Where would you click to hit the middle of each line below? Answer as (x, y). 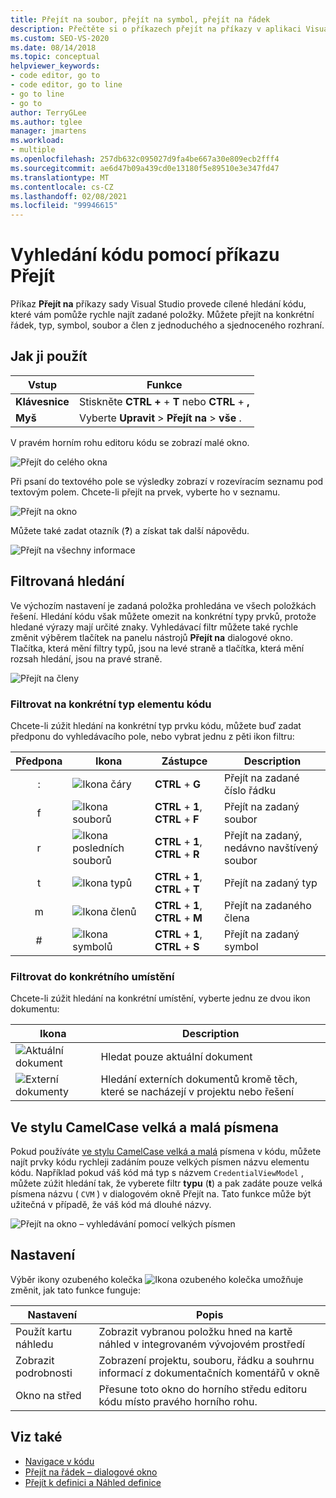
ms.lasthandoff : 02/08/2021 (69, 196)
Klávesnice (42, 401)
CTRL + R (177, 854)
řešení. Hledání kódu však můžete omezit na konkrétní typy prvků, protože (163, 616)
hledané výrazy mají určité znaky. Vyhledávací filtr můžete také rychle (154, 627)
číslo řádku (250, 790)
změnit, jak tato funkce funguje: (75, 1290)
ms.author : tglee (46, 122)
